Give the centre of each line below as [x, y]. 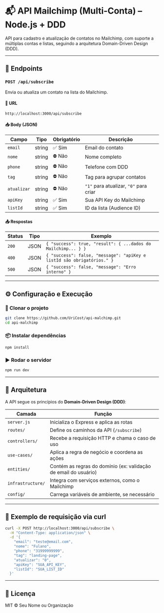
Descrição [121, 140]
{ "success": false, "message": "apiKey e [96, 256]
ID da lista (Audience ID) [113, 208]
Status [15, 236]
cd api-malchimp [21, 323]
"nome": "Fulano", [32, 546]
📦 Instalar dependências [36, 335]
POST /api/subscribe [30, 82]
